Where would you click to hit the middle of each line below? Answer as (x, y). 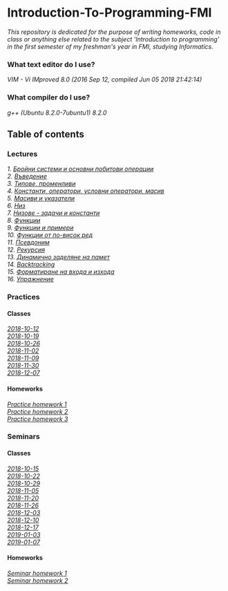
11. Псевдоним (28, 243)
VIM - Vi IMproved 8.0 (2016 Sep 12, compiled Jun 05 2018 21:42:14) (105, 79)
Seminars (23, 437)
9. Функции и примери (40, 228)
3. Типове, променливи (41, 184)
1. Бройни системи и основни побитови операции (80, 169)
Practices (23, 297)
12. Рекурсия (26, 250)
